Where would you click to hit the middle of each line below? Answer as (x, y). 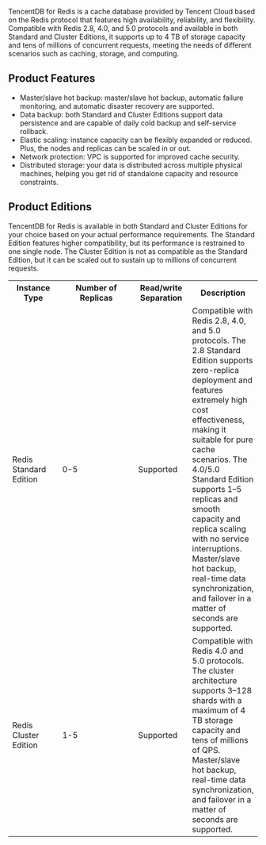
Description (223, 293)
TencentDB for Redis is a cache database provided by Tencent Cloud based (132, 12)
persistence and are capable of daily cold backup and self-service (128, 123)
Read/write (161, 287)
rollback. (34, 131)
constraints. (39, 182)
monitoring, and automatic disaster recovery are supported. (117, 106)
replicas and (215, 499)
